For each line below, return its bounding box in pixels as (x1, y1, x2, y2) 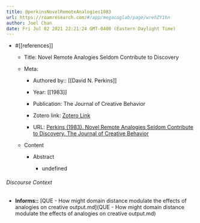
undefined (41, 165, 68, 172)
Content (23, 142, 44, 149)
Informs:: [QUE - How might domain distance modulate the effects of (14, 197, 187, 204)
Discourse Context (6, 179, 52, 186)
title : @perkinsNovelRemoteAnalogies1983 (6, 8, 112, 15)
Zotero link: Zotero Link (32, 112, 91, 119)
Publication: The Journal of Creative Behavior (32, 100, 146, 108)
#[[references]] (14, 42, 53, 49)
